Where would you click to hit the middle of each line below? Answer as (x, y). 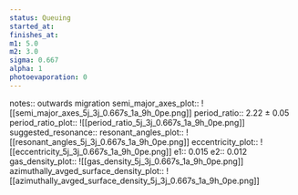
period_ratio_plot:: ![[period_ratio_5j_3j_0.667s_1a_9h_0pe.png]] (128, 122)
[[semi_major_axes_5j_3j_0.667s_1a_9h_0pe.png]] (101, 113)
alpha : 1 (26, 69)
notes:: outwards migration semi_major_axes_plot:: (104, 103)
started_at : (32, 26)
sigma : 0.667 (34, 60)
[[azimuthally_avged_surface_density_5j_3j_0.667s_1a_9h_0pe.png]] (134, 180)
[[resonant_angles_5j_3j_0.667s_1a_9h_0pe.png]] (99, 141)
